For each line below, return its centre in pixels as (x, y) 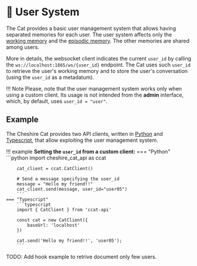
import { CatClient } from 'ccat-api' (64, 210)
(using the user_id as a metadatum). (50, 77)
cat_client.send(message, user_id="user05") (72, 189)
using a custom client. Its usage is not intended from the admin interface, (95, 95)
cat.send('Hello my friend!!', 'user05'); (69, 241)
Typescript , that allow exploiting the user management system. (82, 140)
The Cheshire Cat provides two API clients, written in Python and (85, 134)
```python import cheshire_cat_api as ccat (56, 158)
